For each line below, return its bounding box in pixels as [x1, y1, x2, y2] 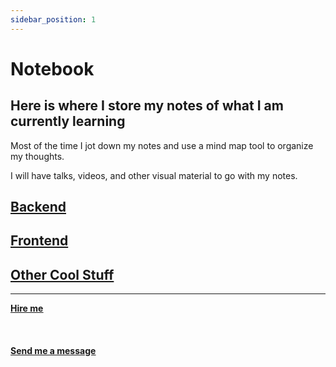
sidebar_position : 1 [10, 14, 97, 25]
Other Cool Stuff [10, 266, 115, 283]
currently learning [10, 113, 126, 130]
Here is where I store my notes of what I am [10, 97, 284, 115]
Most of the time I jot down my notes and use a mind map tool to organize [10, 139, 314, 151]
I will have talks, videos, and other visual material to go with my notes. [10, 169, 298, 181]
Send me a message [10, 345, 97, 357]
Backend [10, 199, 67, 216]
